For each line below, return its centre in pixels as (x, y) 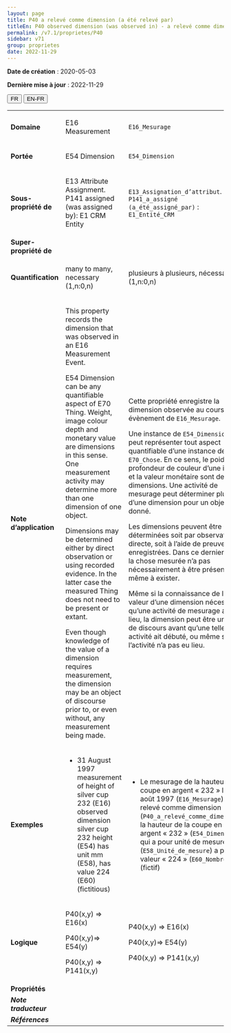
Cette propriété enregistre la (174, 401)
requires (79, 666)
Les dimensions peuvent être (175, 526)
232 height (95, 837)
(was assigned (89, 207)
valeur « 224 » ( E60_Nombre (184, 858)
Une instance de (155, 434)
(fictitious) (93, 889)
